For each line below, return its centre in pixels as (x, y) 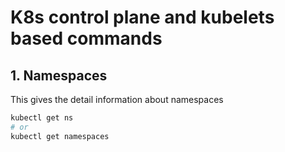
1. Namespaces (59, 75)
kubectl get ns (42, 118)
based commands (86, 38)
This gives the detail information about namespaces (117, 99)
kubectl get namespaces (60, 136)
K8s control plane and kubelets (142, 17)
